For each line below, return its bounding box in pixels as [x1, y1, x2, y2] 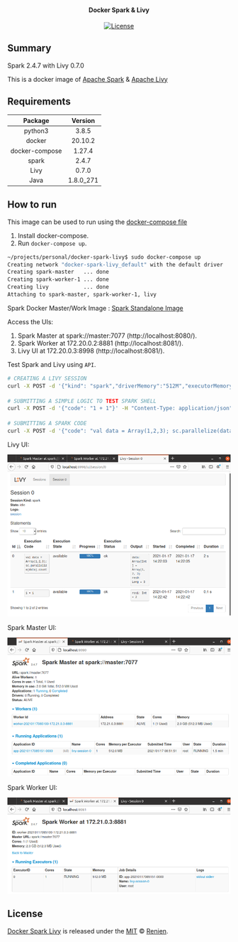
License [7, 908, 43, 920]
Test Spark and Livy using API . [7, 360, 96, 368]
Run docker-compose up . [17, 239, 87, 247]
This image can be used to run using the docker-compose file [7, 218, 188, 226]
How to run [7, 198, 57, 211]
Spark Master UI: [7, 623, 57, 631]
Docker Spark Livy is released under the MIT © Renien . [7, 926, 169, 935]
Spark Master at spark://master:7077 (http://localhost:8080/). [17, 331, 197, 340]
